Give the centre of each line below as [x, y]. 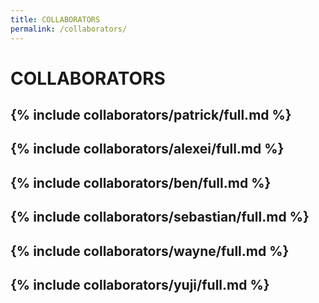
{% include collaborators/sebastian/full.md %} [160, 217]
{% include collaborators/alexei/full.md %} [147, 149]
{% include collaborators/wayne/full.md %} [150, 251]
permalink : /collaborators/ [69, 29]
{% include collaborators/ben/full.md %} [141, 182]
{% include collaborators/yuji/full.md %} [140, 285]
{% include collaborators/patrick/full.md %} [151, 115]
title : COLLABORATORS [55, 19]
